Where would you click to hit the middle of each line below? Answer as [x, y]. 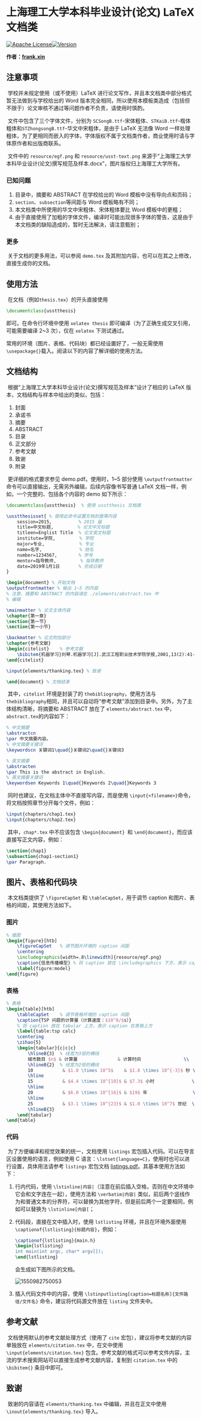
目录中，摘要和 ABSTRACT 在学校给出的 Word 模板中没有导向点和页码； [104, 195]
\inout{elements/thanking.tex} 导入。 [54, 1411]
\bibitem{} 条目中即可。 [36, 1367]
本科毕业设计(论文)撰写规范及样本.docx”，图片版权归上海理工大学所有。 [95, 163]
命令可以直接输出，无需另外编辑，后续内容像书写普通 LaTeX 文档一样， [94, 486]
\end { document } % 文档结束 [38, 682]
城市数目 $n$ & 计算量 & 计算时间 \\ [109, 1059]
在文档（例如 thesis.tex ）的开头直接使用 [58, 300]
